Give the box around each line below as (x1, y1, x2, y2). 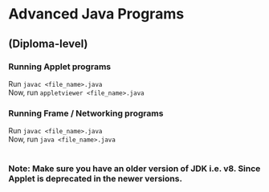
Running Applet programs (8, 61, 111, 72)
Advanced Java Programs (8, 5, 185, 23)
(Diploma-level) (8, 37, 88, 51)
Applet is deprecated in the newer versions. (8, 174, 183, 185)
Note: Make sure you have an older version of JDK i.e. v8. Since (8, 163, 261, 174)
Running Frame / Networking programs (8, 108, 164, 119)
